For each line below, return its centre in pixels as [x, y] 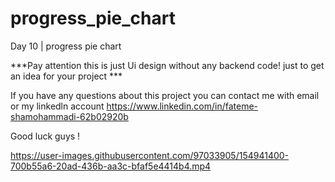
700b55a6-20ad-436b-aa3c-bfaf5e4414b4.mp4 [111, 166]
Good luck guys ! [45, 136]
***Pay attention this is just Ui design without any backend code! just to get [167, 65]
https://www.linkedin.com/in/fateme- [182, 106]
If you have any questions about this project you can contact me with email [165, 95]
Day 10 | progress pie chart [66, 46]
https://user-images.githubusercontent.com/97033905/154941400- [150, 155]
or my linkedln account [57, 106]
